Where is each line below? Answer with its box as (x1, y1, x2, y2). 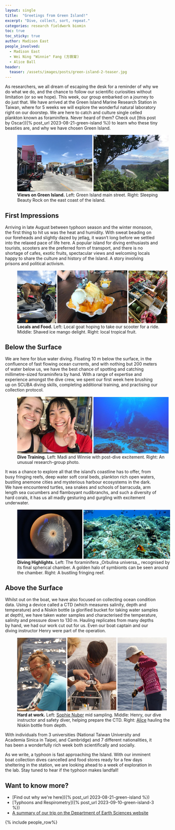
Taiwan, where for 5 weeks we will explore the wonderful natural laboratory (5, 104, 156, 110)
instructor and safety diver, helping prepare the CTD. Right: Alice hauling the (17, 717, 170, 723)
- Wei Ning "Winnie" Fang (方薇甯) (9, 54, 79, 59)
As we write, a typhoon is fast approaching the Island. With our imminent (5, 752, 151, 758)
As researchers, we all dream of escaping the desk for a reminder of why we (5, 83, 158, 90)
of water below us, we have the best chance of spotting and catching (5, 366, 144, 372)
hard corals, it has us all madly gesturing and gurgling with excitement (5, 495, 145, 500)
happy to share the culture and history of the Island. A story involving (5, 255, 143, 261)
